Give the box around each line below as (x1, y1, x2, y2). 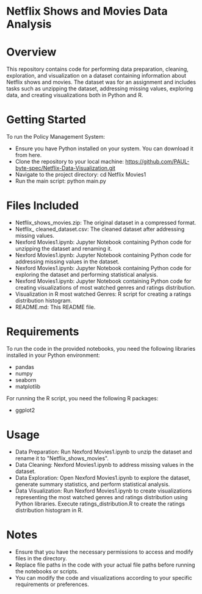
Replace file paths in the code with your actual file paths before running (15, 561, 195, 568)
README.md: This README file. (15, 304, 96, 310)
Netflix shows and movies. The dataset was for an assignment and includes (6, 78, 197, 86)
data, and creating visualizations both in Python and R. (6, 92, 143, 99)
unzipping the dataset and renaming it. (15, 245, 113, 252)
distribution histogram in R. (15, 506, 84, 514)
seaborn (15, 376, 37, 383)
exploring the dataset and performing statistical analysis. (15, 271, 159, 278)
